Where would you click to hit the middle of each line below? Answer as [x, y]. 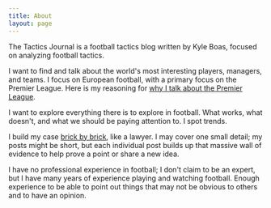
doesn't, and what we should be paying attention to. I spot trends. [118, 121]
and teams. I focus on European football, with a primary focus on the [123, 79]
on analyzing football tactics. [57, 55]
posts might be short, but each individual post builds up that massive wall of [135, 145]
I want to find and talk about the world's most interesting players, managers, [135, 70]
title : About [30, 16]
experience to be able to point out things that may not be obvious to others [133, 186]
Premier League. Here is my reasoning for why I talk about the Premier [125, 88]
